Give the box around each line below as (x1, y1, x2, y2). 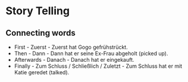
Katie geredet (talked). (14, 69, 70, 75)
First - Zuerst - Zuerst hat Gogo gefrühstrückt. (14, 43, 129, 51)
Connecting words (5, 28, 76, 38)
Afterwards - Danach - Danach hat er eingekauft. (14, 56, 134, 63)
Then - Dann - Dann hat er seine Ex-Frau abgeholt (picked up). (14, 50, 168, 57)
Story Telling (5, 4, 70, 18)
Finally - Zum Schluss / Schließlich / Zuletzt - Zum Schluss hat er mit (14, 62, 183, 70)
